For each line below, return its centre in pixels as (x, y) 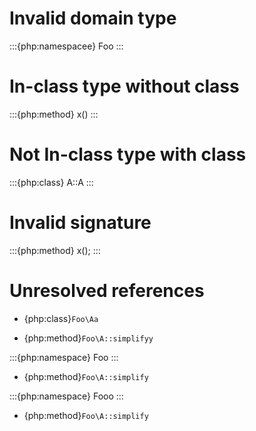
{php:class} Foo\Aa (61, 318)
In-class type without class (124, 86)
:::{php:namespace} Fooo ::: (66, 396)
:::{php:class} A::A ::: (51, 182)
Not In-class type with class (128, 154)
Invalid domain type (93, 18)
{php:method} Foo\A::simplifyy (88, 338)
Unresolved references (107, 290)
